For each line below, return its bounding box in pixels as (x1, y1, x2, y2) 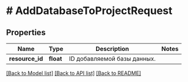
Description (95, 45, 130, 53)
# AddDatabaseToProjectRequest (6, 4, 173, 18)
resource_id (9, 54, 43, 63)
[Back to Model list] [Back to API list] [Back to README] (6, 70, 141, 77)
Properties (6, 28, 46, 37)
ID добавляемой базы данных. (68, 54, 156, 63)
